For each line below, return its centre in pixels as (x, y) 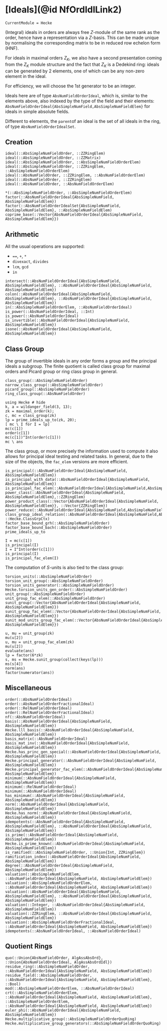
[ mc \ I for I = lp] (28, 424)
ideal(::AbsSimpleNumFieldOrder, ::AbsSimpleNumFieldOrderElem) (73, 162)
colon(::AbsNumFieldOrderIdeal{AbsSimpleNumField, (59, 294)
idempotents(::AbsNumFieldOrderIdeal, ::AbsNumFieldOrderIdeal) (73, 931)
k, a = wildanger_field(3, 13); (39, 407)
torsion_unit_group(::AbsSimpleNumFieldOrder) (54, 581)
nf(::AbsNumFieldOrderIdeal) (35, 717)
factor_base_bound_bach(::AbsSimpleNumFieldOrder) (59, 527)
